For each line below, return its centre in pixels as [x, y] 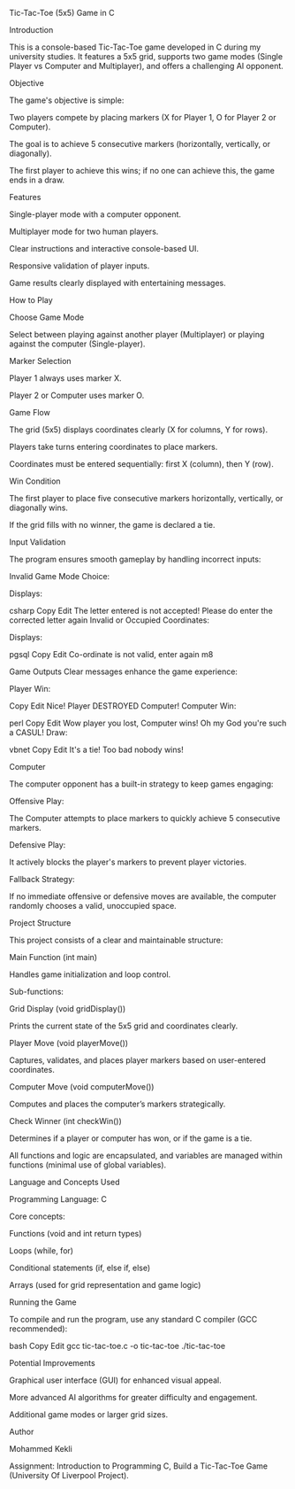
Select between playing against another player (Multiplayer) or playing [137, 334]
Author [22, 1431]
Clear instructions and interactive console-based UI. [104, 248]
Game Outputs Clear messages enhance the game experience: [124, 671]
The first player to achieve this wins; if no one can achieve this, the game [142, 171]
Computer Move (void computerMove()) [82, 1087]
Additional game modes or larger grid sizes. [89, 1415]
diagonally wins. [39, 508]
